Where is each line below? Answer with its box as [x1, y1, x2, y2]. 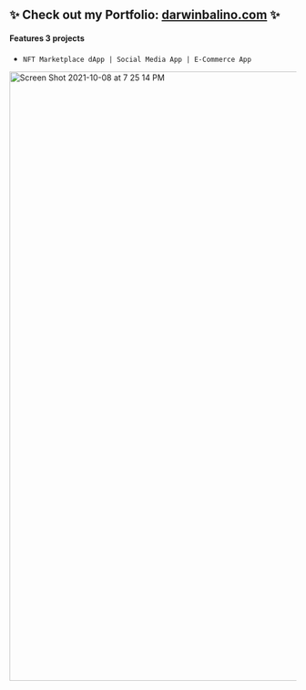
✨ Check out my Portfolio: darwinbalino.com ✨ [9, 7, 280, 23]
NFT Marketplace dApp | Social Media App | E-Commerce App [22, 55, 252, 64]
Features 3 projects [9, 32, 85, 44]
